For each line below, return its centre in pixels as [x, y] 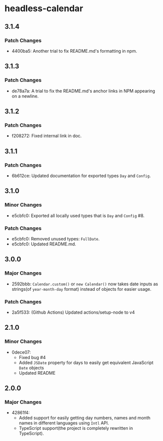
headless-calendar [44, 9]
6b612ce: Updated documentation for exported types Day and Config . [81, 176]
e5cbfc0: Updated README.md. [44, 244]
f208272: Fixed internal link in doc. [47, 136]
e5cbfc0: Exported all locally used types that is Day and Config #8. [78, 216]
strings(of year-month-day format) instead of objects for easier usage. [81, 289]
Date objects [31, 368]
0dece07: [21, 352]
